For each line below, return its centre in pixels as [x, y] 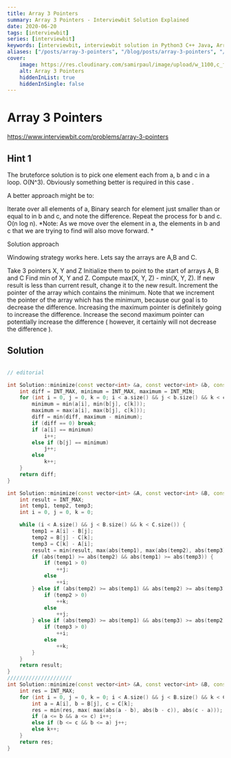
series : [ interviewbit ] [41, 39]
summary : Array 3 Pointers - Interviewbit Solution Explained [98, 20]
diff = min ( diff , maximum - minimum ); [87, 417]
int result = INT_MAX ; [52, 500]
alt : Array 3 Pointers [52, 71]
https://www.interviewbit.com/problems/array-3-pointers [88, 137]
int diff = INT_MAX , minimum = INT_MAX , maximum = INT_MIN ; [107, 391]
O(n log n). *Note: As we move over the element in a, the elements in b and [113, 223]
